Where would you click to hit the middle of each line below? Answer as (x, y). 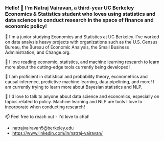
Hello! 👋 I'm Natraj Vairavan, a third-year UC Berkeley (70, 8)
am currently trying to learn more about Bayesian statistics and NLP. (74, 87)
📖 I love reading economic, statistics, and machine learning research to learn (82, 62)
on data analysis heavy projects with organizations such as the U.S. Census (81, 42)
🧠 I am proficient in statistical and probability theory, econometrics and (76, 77)
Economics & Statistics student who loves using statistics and (80, 14)
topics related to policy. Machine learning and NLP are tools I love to (74, 102)
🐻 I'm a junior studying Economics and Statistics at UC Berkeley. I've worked (82, 37)
